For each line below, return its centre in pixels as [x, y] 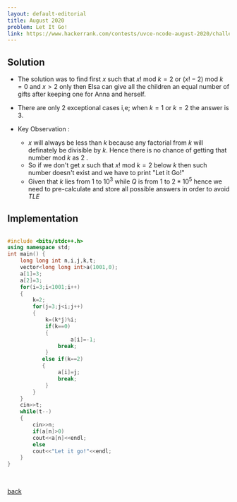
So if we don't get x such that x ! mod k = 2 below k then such [117, 165]
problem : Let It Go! [38, 27]
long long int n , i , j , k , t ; [58, 261]
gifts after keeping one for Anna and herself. [81, 94]
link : [15, 34]
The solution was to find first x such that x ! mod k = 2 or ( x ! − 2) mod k [120, 79]
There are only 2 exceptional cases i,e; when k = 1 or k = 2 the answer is [123, 108]
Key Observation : [43, 129]
